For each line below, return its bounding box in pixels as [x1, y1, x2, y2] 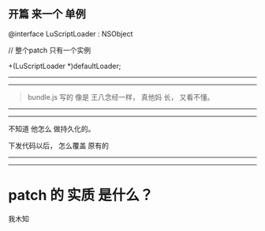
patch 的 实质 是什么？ [8, 187, 154, 204]
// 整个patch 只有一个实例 [8, 45, 91, 55]
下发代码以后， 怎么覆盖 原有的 [8, 141, 109, 150]
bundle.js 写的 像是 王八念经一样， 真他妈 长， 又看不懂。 [27, 92, 215, 101]
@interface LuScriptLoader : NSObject [8, 28, 133, 38]
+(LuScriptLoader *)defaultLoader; [8, 61, 121, 70]
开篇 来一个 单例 [8, 7, 86, 21]
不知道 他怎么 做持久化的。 [8, 123, 95, 133]
